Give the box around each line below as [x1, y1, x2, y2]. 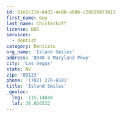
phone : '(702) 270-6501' [6, 77, 70, 83]
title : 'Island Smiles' [6, 83, 67, 90]
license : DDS [6, 26, 40, 33]
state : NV [6, 66, 32, 72]
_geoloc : [6, 89, 29, 95]
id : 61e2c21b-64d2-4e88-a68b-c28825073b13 [6, 9, 116, 15]
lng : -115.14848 [12, 95, 53, 101]
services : [6, 32, 32, 38]
